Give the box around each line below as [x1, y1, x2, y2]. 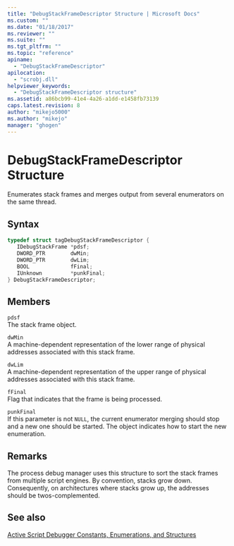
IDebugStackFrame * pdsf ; [16, 244, 90, 251]
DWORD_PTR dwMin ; [16, 250, 90, 257]
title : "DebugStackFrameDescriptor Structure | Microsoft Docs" [7, 10, 200, 18]
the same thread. [7, 198, 57, 206]
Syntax [7, 218, 39, 230]
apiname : [7, 56, 33, 63]
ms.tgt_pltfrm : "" [7, 43, 61, 50]
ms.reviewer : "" [7, 30, 55, 37]
